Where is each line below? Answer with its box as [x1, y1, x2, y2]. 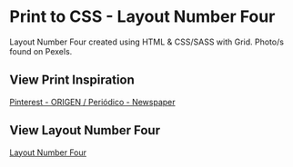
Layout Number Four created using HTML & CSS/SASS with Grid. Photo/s [9, 36, 285, 47]
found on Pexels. [9, 45, 73, 56]
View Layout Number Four [9, 123, 161, 138]
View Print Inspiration [9, 73, 135, 88]
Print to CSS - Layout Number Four [9, 6, 276, 27]
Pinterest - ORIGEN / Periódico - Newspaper [9, 96, 176, 107]
